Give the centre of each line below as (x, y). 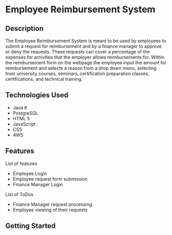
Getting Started (31, 226)
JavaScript (24, 124)
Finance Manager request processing (52, 204)
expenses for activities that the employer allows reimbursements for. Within (85, 57)
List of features (21, 164)
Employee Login (30, 173)
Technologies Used (37, 95)
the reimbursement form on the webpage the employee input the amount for (86, 62)
